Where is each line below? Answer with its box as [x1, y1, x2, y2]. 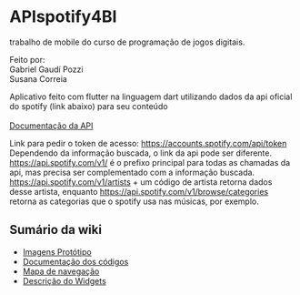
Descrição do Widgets [22, 275, 106, 286]
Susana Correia [9, 73, 68, 84]
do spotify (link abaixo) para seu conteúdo [9, 100, 168, 111]
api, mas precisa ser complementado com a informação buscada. [9, 167, 255, 178]
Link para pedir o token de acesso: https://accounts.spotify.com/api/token [9, 137, 287, 148]
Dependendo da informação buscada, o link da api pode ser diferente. [9, 147, 273, 158]
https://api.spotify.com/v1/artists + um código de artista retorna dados [9, 176, 273, 188]
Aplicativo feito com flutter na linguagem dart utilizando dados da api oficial [9, 91, 293, 102]
